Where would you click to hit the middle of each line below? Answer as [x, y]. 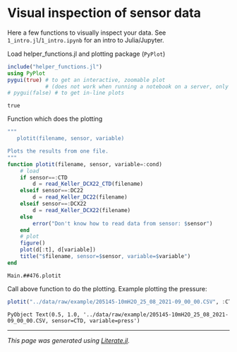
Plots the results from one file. [58, 151]
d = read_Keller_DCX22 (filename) [82, 210]
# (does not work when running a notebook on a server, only [137, 86]
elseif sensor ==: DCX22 [53, 204]
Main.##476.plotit [34, 276]
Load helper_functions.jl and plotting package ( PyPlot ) [86, 54]
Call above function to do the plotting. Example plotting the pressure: [107, 288]
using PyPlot [26, 73]
